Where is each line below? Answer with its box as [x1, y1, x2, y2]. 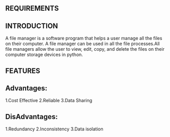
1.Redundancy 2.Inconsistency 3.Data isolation [5, 126, 103, 132]
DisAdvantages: [5, 112, 58, 121]
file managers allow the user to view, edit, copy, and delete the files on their [5, 46, 165, 52]
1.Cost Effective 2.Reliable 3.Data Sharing [5, 97, 93, 104]
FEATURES [5, 66, 40, 75]
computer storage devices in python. [5, 51, 83, 58]
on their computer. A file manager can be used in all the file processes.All [5, 41, 160, 47]
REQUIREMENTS [5, 4, 59, 13]
